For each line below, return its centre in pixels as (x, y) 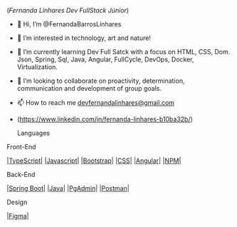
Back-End (21, 175)
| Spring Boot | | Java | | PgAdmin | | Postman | (68, 188)
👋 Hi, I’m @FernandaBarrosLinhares (69, 24)
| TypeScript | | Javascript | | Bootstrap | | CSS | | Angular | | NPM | (94, 161)
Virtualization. (37, 67)
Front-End (21, 147)
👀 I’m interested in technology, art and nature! (84, 38)
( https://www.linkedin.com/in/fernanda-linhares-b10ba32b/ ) (105, 119)
